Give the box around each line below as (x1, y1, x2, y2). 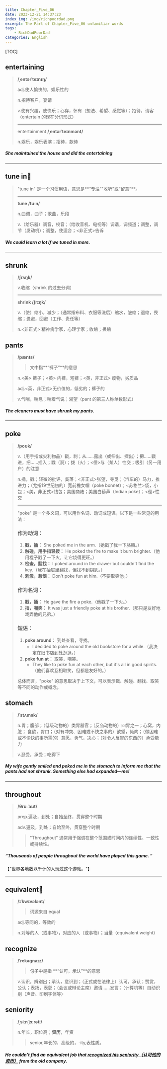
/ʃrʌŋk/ (17, 274, 32, 281)
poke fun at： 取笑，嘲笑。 (24, 656, 81, 662)
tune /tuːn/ (17, 201, 40, 207)
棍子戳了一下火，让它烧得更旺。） (29, 554, 97, 560)
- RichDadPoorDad (14, 30, 50, 35)
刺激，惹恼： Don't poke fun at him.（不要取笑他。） (24, 573, 131, 579)
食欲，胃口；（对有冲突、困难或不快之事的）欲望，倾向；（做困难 (27, 728, 158, 734)
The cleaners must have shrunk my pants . (5, 408, 94, 414)
